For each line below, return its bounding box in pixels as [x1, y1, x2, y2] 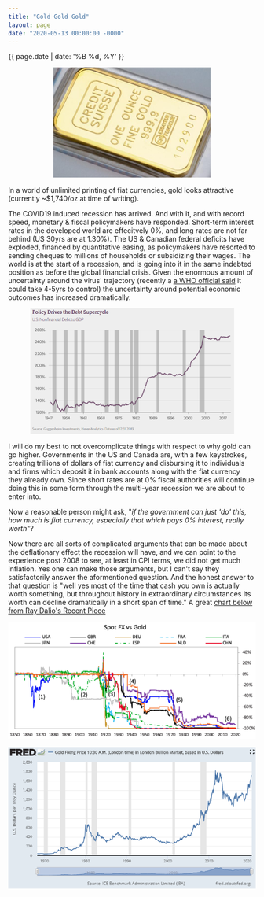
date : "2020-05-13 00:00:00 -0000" [8, 29, 125, 37]
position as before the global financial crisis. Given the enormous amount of [8, 268, 254, 277]
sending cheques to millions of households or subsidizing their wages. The [8, 251, 251, 260]
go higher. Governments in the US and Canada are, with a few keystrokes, [8, 450, 247, 460]
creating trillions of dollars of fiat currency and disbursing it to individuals [8, 459, 245, 468]
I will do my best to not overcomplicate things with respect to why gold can [8, 441, 251, 452]
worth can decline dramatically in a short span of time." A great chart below [8, 598, 253, 607]
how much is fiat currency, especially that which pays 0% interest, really [8, 515, 244, 525]
